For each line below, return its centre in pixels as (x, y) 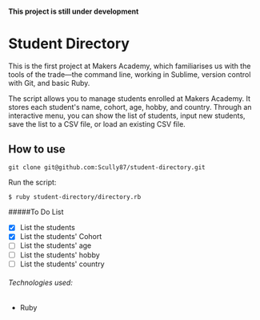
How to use (37, 149)
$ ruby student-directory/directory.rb (75, 197)
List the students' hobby (60, 255)
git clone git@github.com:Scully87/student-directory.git (107, 168)
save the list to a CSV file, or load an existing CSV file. (97, 124)
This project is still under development (74, 11)
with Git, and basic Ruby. (49, 83)
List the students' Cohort (61, 237)
